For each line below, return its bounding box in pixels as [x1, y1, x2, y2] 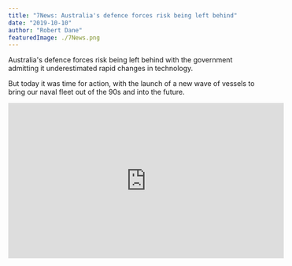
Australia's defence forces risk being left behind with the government [8, 55, 233, 65]
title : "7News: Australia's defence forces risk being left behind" [8, 11, 238, 20]
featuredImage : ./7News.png [8, 33, 101, 42]
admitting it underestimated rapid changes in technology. [8, 64, 194, 73]
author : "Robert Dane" [8, 26, 83, 34]
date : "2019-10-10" [8, 19, 72, 27]
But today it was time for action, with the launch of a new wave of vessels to [8, 79, 255, 88]
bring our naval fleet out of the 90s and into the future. [8, 88, 185, 97]
